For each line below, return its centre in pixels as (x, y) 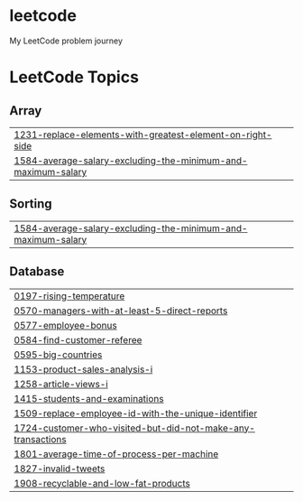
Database (37, 272)
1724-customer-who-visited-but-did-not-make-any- (134, 428)
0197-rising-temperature (69, 296)
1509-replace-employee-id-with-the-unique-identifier (136, 413)
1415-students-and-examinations (89, 398)
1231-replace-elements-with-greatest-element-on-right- (143, 135)
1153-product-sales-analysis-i (83, 369)
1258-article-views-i (61, 384)
